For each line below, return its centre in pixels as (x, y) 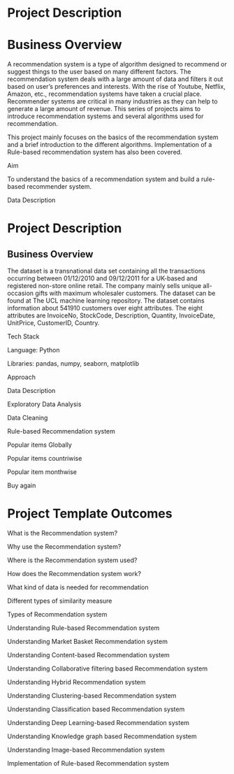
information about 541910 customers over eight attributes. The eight (105, 308)
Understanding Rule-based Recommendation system (83, 628)
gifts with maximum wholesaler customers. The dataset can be (125, 293)
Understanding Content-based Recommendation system (88, 655)
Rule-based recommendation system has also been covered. (95, 152)
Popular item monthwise (42, 472)
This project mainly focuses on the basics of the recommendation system (113, 137)
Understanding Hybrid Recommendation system (76, 682)
